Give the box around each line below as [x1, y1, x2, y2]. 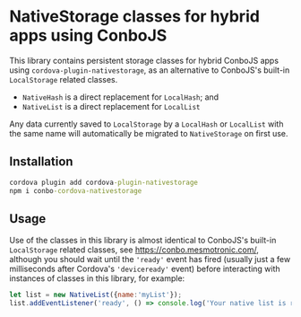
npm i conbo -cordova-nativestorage [9, 186, 142, 195]
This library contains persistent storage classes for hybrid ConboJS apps [9, 55, 279, 66]
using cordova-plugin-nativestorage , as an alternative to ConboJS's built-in [9, 65, 290, 75]
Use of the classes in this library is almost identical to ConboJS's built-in [9, 235, 277, 246]
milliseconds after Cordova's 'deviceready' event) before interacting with [9, 263, 280, 275]
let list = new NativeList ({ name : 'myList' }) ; [9, 290, 182, 300]
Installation [9, 154, 73, 170]
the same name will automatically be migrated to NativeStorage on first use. [9, 128, 288, 138]
